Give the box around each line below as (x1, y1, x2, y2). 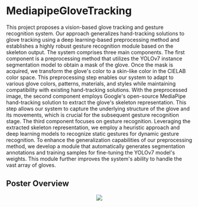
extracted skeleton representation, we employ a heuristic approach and (6, 124, 180, 131)
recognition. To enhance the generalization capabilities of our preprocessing (6, 136, 193, 143)
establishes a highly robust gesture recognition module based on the (6, 42, 174, 50)
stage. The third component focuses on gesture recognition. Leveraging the (6, 117, 191, 124)
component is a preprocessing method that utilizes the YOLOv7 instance (6, 55, 183, 62)
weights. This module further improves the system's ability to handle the (6, 155, 182, 162)
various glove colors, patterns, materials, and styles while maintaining (6, 80, 176, 87)
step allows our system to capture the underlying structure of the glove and (6, 105, 190, 112)
